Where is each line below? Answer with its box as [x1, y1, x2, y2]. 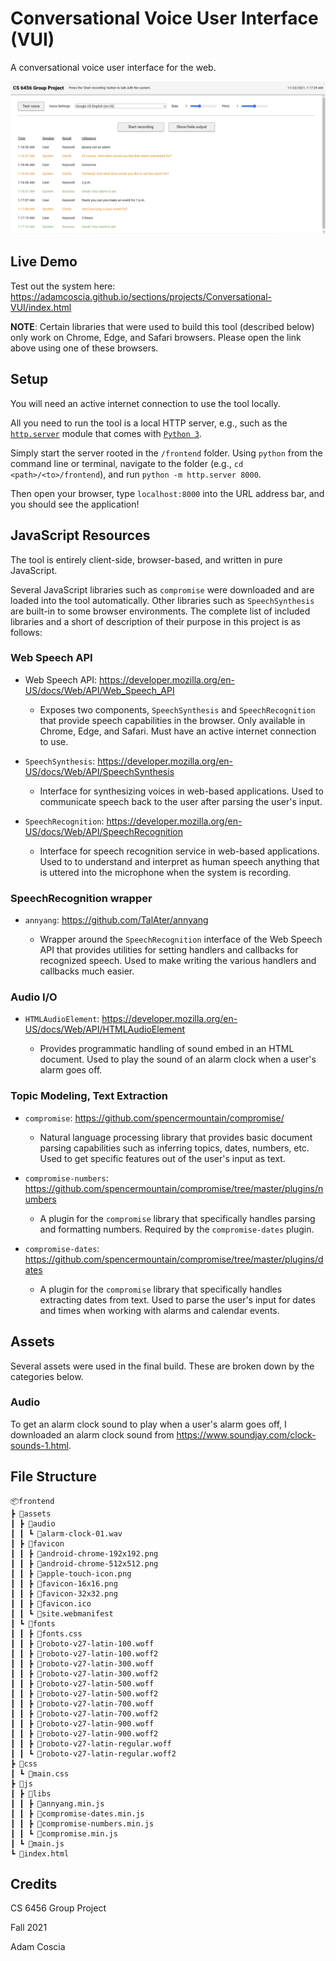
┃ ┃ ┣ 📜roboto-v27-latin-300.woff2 [10, 1668, 159, 1679]
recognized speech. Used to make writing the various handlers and [39, 955, 317, 967]
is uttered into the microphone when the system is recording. [39, 866, 292, 878]
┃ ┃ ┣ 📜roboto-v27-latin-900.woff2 [10, 1728, 159, 1739]
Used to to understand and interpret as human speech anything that [39, 855, 320, 867]
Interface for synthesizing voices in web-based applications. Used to [39, 785, 324, 797]
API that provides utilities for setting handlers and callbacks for [39, 944, 299, 956]
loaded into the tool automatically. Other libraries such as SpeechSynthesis [10, 594, 315, 606]
